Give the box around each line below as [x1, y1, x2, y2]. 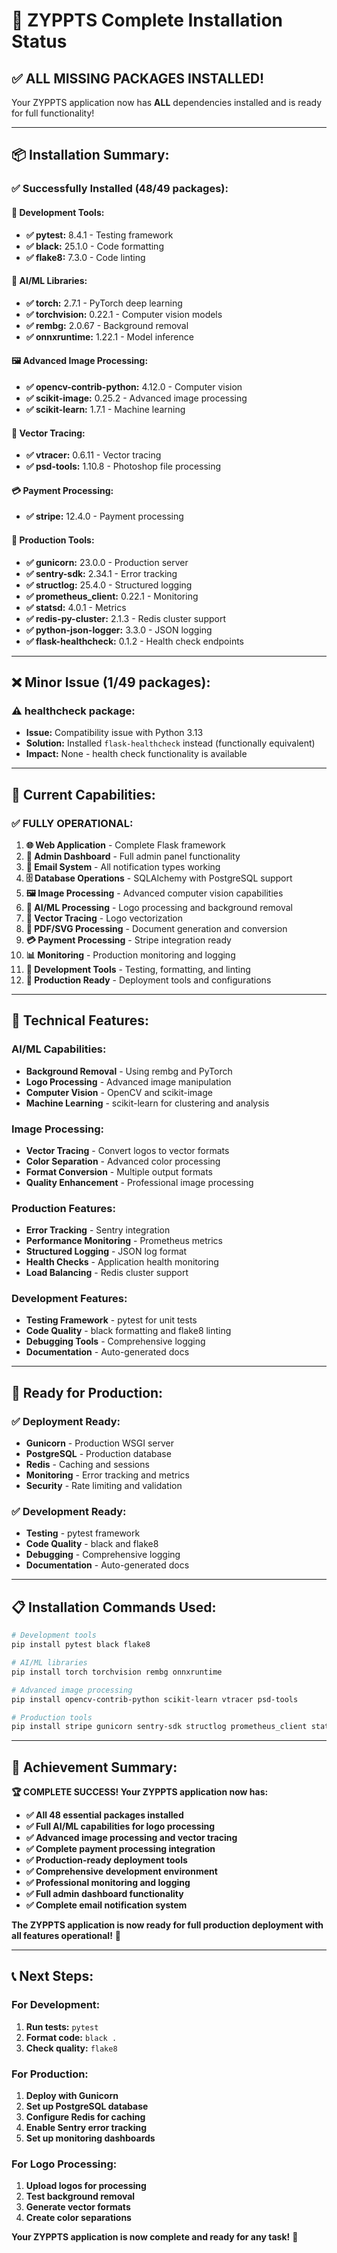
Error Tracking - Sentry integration [25, 1224, 171, 1236]
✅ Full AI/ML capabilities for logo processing [25, 1820, 216, 1833]
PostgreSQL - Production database [25, 1448, 172, 1460]
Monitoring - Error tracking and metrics [25, 1469, 190, 1481]
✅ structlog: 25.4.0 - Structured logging [25, 579, 193, 591]
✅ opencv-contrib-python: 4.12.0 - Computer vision [25, 380, 243, 393]
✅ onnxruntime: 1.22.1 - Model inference [25, 330, 194, 343]
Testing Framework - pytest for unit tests [25, 1314, 198, 1326]
